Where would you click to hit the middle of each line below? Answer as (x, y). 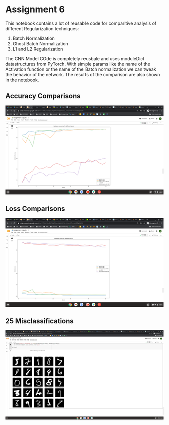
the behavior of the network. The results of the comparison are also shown (83, 74)
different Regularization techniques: (42, 28)
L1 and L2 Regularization (38, 49)
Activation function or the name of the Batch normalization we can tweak (81, 69)
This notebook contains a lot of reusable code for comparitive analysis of (81, 23)
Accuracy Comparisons (43, 96)
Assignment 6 (35, 9)
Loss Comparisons (35, 208)
